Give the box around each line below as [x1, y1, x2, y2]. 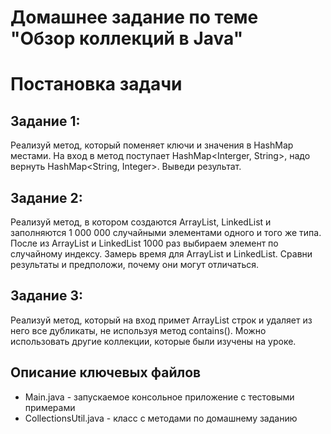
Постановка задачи [10, 73, 183, 96]
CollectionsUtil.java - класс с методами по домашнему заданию [24, 412, 298, 424]
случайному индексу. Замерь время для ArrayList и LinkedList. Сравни [10, 248, 313, 260]
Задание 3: [10, 287, 83, 305]
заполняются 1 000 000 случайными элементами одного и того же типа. [10, 227, 322, 238]
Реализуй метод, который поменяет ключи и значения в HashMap [10, 139, 294, 151]
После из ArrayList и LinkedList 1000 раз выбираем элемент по [10, 237, 279, 249]
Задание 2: [10, 189, 83, 206]
